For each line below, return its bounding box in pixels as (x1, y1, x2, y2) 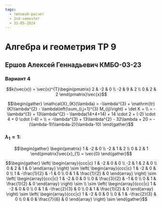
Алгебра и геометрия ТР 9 (5, 42, 117, 52)
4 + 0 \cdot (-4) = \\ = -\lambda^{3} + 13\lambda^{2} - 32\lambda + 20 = (7, 116, 152, 122)
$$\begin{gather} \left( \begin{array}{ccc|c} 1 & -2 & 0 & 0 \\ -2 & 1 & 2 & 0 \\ (5, 160, 157, 166)
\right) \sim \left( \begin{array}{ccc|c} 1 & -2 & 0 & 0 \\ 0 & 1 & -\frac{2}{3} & (6, 191, 157, 197)
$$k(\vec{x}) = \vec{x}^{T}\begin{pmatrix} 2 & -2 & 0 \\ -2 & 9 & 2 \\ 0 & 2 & (6, 86, 157, 92)
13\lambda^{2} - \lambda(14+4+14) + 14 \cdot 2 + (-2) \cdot (36, 111, 156, 117)
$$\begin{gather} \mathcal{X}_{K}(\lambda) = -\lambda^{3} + (7, 101, 131, 107)
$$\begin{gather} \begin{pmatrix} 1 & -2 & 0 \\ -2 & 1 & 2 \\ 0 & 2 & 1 (14, 145, 148, 151)
